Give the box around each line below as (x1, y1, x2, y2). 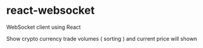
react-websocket (6, 4, 95, 17)
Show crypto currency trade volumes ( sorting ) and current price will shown (6, 35, 198, 42)
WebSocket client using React (6, 23, 81, 31)
